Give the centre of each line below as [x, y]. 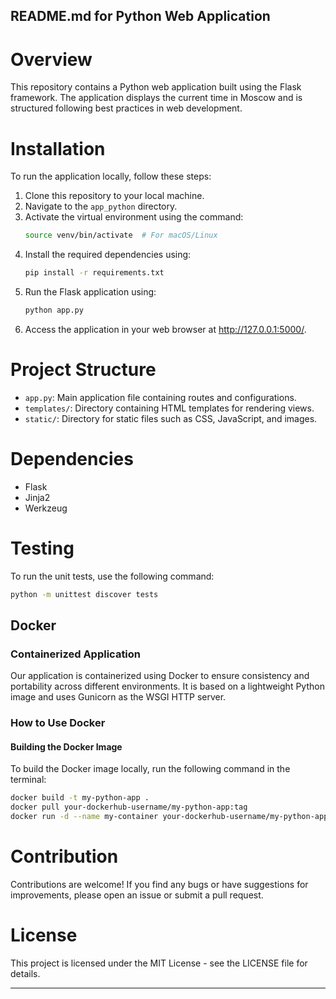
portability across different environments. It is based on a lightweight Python [167, 686]
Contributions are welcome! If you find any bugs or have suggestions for [159, 884]
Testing [42, 548]
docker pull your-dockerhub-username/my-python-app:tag [129, 807]
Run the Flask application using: [90, 292]
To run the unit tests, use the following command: [112, 576]
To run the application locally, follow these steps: [111, 176]
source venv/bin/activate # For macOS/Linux [121, 235]
